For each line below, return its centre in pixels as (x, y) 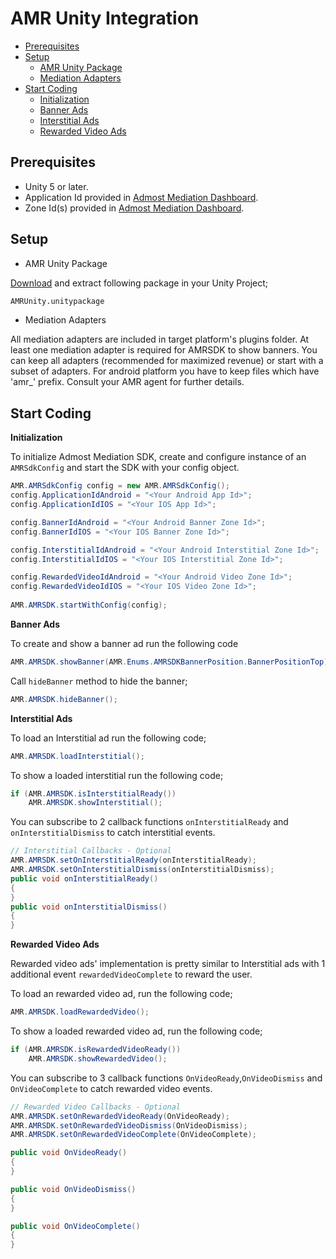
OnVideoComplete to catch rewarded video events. (111, 1088)
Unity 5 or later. (56, 186)
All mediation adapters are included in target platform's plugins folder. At (160, 339)
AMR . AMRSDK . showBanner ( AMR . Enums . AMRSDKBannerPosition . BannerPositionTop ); (171, 662)
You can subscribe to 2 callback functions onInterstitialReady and (149, 822)
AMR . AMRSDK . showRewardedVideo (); (98, 1058)
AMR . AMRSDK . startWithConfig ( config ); (89, 605)
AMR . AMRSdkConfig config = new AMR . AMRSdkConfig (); (120, 486)
